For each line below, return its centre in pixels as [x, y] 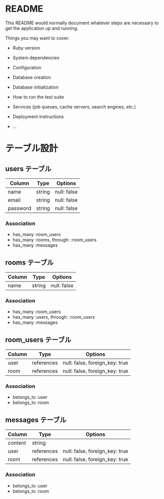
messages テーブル [36, 420]
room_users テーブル [38, 340]
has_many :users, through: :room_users [54, 317]
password [19, 208]
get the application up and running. [42, 28]
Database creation [32, 77]
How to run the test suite [38, 97]
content [17, 443]
